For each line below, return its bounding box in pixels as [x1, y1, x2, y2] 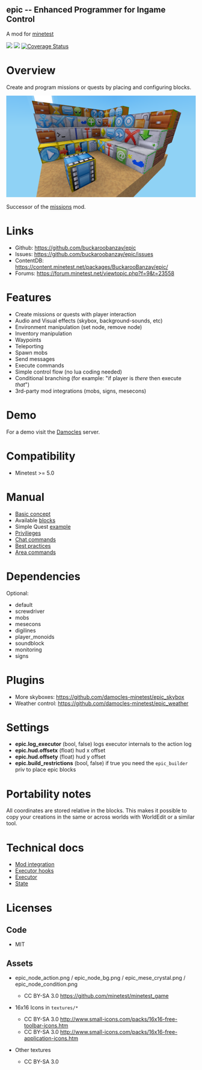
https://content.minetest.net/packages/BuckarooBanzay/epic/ [14, 263, 168, 270]
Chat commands [14, 535, 56, 543]
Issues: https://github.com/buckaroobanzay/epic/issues [14, 250, 153, 257]
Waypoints [14, 336, 41, 343]
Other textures [14, 1047, 51, 1054]
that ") [14, 381, 30, 388]
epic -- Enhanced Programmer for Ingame [6, 5, 166, 15]
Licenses [6, 901, 53, 915]
